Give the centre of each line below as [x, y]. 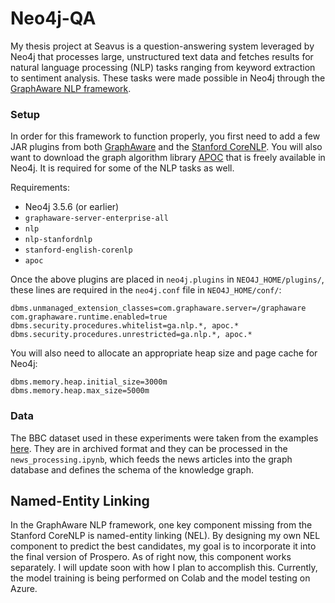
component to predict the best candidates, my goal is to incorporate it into [163, 546]
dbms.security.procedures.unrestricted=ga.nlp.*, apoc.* [131, 335]
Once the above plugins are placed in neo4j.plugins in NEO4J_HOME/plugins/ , [167, 279]
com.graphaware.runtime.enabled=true [89, 317]
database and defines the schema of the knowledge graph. [132, 469]
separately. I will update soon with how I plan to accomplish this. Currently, [164, 568]
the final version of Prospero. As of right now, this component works [151, 557]
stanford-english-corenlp [78, 250]
